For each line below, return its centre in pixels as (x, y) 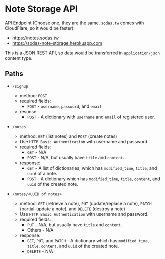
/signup (20, 86)
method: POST (33, 95)
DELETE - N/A (40, 251)
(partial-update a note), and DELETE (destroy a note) (73, 209)
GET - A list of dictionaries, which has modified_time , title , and (92, 168)
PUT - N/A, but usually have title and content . (75, 225)
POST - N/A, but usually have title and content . (76, 157)
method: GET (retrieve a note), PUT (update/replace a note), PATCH (86, 203)
